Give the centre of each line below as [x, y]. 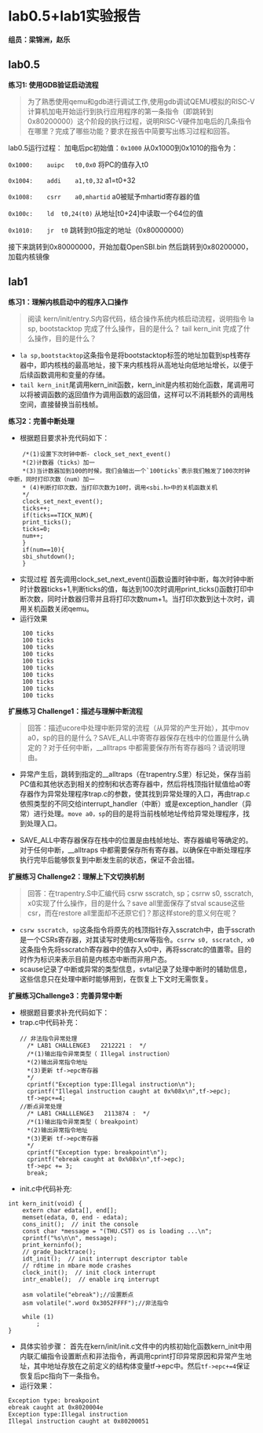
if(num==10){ [44, 549]
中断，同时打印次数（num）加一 [52, 479]
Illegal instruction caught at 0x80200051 [79, 1421]
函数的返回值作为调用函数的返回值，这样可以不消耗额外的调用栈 [150, 394]
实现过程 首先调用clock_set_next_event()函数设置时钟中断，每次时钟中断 [137, 579]
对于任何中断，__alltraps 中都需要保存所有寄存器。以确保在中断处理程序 [135, 850]
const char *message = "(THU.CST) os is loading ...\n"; [117, 1231]
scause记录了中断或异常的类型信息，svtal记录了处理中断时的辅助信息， [135, 969]
